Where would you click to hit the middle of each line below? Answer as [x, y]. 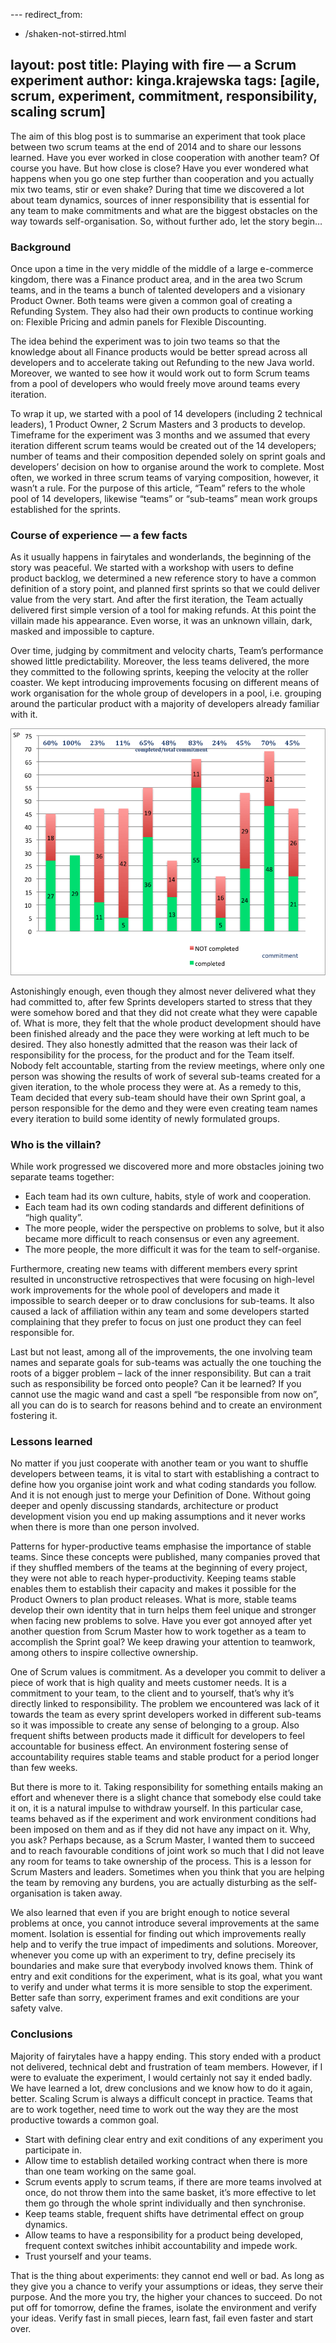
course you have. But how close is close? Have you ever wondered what [159, 168]
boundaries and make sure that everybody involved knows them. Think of [162, 1966]
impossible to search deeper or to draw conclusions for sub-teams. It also [162, 1301]
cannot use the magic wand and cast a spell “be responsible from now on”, [164, 1395]
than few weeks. [44, 1768]
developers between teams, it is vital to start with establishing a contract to [165, 1474]
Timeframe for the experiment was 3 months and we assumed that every [160, 435]
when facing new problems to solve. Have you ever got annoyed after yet [161, 1621]
